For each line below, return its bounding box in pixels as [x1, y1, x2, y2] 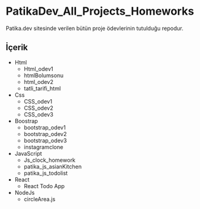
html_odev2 [23, 78, 53, 85]
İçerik [6, 42, 28, 53]
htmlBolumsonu [23, 72, 64, 79]
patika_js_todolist [23, 169, 68, 177]
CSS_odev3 [23, 110, 53, 118]
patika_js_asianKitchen [23, 162, 82, 170]
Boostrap [14, 117, 38, 124]
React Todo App [23, 182, 65, 189]
